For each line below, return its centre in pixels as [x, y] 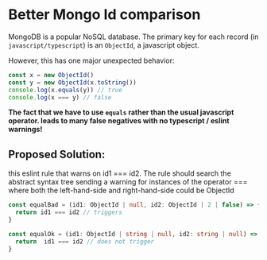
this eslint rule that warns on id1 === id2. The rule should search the [120, 173]
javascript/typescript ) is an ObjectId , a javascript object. [104, 45]
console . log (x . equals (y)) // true [66, 90]
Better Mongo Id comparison [104, 15]
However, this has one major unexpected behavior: [91, 60]
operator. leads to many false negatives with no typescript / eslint [119, 121]
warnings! [25, 130]
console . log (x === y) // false [60, 97]
